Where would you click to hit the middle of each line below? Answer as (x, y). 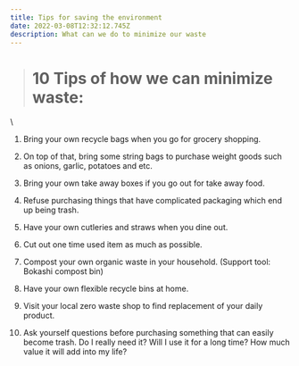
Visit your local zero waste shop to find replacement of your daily (143, 306)
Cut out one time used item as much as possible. (113, 245)
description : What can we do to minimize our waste (108, 34)
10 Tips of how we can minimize (152, 78)
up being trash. (51, 210)
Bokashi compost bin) (63, 271)
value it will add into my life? (75, 352)
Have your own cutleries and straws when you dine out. (125, 228)
